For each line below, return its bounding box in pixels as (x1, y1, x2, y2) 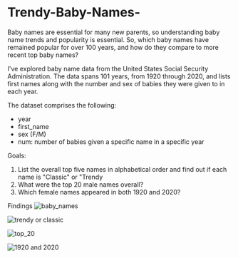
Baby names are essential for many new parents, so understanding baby (7, 28, 220, 36)
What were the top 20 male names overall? (17, 180, 144, 189)
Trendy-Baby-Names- (7, 4, 141, 21)
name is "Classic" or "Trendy (17, 172, 103, 181)
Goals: (7, 151, 26, 160)
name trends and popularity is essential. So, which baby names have (7, 35, 209, 43)
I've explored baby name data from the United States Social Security (7, 64, 209, 73)
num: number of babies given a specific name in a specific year (17, 137, 205, 146)
